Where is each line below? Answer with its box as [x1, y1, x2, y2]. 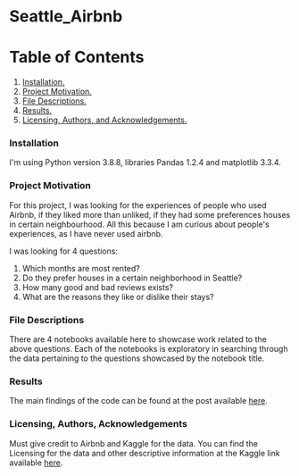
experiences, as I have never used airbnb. [9, 228, 163, 238]
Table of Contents [9, 47, 145, 68]
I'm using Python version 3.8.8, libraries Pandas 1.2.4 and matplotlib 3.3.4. [9, 157, 281, 168]
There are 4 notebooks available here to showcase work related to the [9, 334, 268, 345]
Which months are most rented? [21, 263, 140, 273]
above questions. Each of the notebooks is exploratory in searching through [9, 344, 288, 355]
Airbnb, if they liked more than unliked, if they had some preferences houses [9, 209, 291, 220]
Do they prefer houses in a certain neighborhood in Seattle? [21, 272, 243, 283]
